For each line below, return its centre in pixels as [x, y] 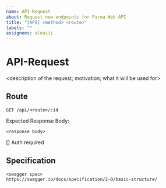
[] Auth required [25, 142]
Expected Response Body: [38, 121]
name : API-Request [28, 11]
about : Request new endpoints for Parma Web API [66, 17]
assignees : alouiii [30, 33]
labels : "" [19, 28]
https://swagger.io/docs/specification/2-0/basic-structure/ [82, 179]
